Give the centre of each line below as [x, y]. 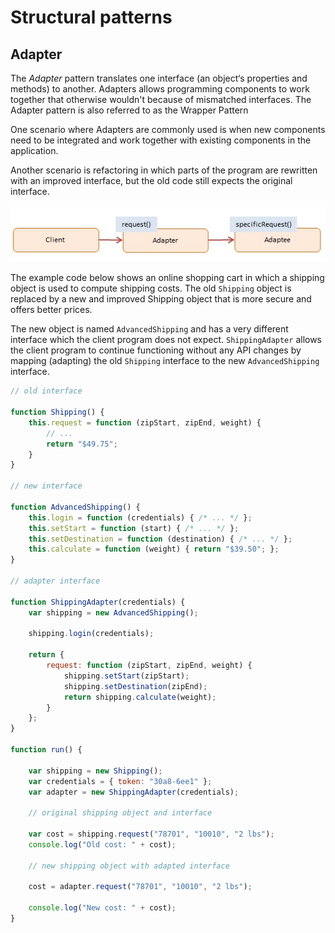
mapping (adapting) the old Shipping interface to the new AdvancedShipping [165, 361]
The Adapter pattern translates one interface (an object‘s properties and [159, 78]
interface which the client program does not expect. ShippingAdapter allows [166, 340]
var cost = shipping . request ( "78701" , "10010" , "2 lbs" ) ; [151, 834]
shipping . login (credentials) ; [91, 634]
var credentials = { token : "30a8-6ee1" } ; [120, 781]
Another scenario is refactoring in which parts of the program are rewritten [164, 170]
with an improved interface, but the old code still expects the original [151, 180]
